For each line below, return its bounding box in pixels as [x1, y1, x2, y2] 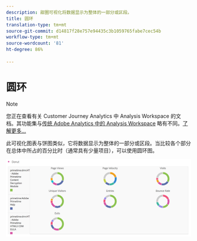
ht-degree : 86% [6, 47, 43, 53]
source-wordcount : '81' [6, 40, 64, 46]
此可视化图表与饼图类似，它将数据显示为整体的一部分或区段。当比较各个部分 [6, 140, 191, 147]
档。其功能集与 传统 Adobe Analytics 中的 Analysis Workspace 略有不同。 [6, 120, 183, 127]
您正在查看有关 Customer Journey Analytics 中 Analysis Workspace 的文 [6, 112, 181, 120]
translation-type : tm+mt [6, 22, 67, 28]
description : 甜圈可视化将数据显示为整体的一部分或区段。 [6, 9, 132, 15]
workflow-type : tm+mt [6, 34, 59, 40]
